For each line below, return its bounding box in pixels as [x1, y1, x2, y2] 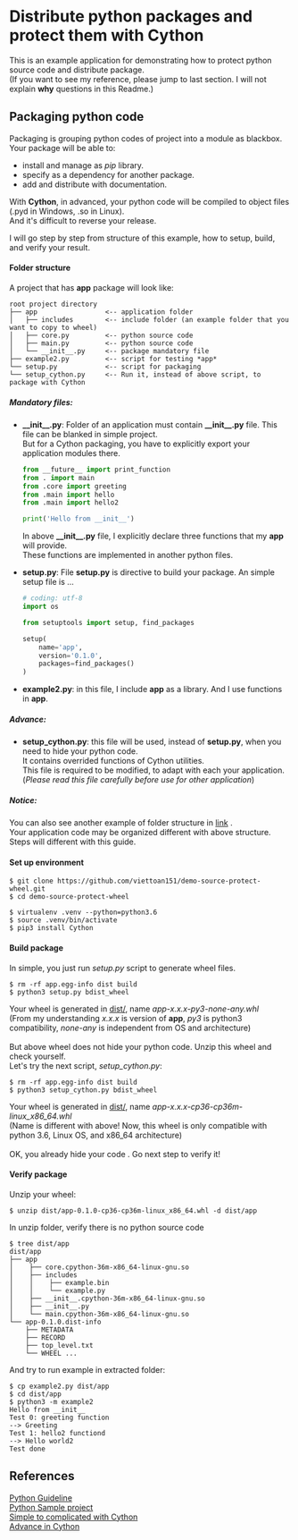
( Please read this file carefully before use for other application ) [21, 774, 255, 785]
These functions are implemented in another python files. [21, 550, 234, 561]
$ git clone [9, 876, 54, 886]
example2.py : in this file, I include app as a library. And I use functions [21, 684, 283, 695]
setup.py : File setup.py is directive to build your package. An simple [21, 567, 275, 578]
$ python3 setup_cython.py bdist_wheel [9, 1085, 158, 1095]
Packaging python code [9, 109, 145, 124]
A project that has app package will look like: [9, 282, 174, 292]
